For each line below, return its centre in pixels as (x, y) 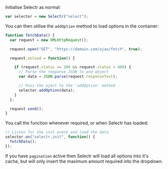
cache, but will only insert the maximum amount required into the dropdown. (84, 161)
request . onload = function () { (42, 58)
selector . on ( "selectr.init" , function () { (50, 137)
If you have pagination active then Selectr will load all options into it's (77, 156)
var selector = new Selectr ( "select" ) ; (47, 17)
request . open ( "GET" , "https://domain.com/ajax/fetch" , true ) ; (76, 49)
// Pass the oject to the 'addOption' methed (67, 86)
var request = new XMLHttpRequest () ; (49, 40)
